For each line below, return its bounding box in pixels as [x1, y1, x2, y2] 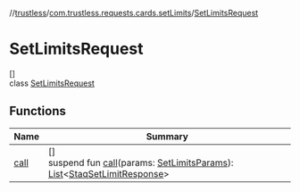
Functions [9, 104, 67, 119]
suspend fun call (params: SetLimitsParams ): [47, 156, 234, 169]
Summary [146, 129, 189, 142]
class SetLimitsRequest [9, 78, 96, 88]
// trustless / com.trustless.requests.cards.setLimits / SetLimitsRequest [9, 8, 259, 18]
